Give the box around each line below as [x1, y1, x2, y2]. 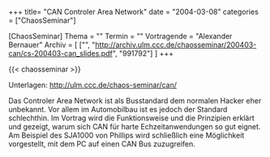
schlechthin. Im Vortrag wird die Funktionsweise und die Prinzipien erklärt [8, 113, 255, 123]
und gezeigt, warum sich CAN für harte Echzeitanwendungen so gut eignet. [8, 122, 261, 131]
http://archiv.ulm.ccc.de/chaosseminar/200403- [95, 40, 257, 50]
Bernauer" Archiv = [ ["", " [8, 40, 96, 50]
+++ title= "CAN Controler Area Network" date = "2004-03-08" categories [8, 7, 259, 16]
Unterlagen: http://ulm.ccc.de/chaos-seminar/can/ [8, 81, 177, 89]
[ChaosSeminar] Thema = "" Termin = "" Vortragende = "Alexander [8, 32, 233, 41]
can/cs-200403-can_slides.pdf [8, 49, 114, 58]
